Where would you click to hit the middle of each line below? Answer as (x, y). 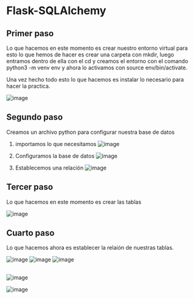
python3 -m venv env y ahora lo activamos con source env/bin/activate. (97, 68)
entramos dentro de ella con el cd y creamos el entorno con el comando (97, 61)
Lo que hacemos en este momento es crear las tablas (74, 202)
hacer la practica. (28, 86)
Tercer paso (30, 187)
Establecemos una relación (49, 168)
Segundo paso (35, 117)
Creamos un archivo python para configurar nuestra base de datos (91, 132)
